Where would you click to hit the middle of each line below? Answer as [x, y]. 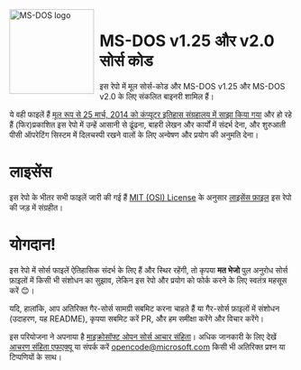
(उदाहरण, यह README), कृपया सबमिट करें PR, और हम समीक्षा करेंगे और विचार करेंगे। [137, 319]
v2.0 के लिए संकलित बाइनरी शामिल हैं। [157, 96]
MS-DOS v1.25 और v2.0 [187, 41]
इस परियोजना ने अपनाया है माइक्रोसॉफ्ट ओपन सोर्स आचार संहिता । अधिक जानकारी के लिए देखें [143, 337]
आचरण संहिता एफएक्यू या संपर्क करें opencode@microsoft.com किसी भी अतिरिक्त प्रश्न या [147, 347]
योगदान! [33, 245]
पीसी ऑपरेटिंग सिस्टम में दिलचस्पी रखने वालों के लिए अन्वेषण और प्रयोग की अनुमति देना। [134, 134]
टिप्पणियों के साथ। [36, 356]
